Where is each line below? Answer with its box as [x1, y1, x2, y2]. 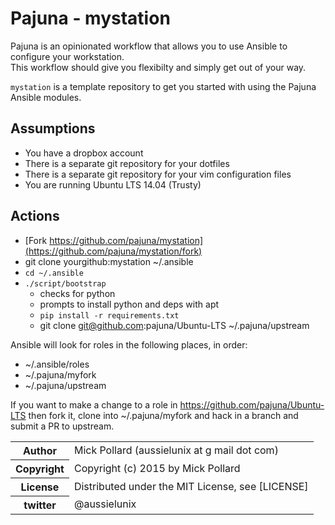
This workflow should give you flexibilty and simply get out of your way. [10, 61, 307, 73]
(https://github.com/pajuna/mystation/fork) [24, 245, 203, 257]
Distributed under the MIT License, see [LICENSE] [73, 479, 309, 493]
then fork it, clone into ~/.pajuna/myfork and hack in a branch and [28, 409, 299, 421]
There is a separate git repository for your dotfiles [24, 157, 230, 169]
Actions [10, 208, 60, 225]
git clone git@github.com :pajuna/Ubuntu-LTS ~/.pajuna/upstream [39, 319, 310, 331]
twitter [23, 498, 57, 512]
